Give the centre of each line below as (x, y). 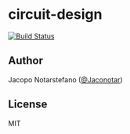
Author (25, 61)
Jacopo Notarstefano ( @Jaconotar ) (65, 79)
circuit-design (55, 14)
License (28, 105)
